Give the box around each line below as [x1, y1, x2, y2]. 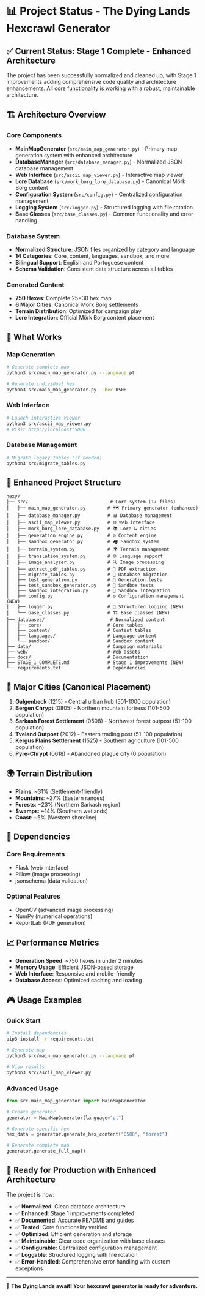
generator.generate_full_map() [6, 1148, 86, 1155]
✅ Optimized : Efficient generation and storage [15, 1230, 132, 1237]
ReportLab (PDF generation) [15, 919, 87, 926]
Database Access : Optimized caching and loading [15, 976, 142, 984]
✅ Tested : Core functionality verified [15, 1223, 108, 1230]
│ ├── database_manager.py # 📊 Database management [6, 513, 173, 519]
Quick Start [6, 1016, 41, 1025]
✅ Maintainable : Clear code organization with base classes [15, 1237, 165, 1245]
